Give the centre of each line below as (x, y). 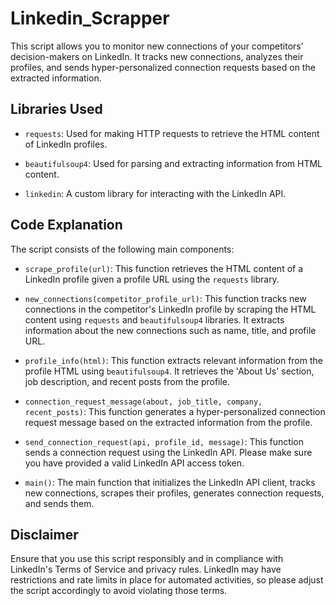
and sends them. (59, 503)
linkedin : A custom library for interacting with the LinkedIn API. (155, 193)
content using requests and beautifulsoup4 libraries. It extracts (154, 319)
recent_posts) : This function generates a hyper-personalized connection (175, 411)
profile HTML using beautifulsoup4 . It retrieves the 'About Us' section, (169, 371)
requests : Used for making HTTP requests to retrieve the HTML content (172, 133)
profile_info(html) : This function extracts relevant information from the (173, 360)
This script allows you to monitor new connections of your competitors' (157, 46)
